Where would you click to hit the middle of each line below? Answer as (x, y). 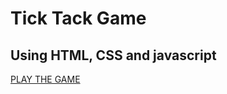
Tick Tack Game (78, 18)
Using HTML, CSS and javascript (113, 55)
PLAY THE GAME (45, 79)
